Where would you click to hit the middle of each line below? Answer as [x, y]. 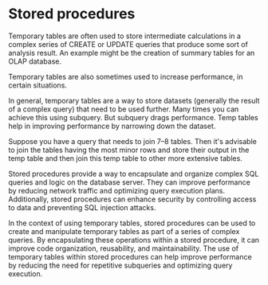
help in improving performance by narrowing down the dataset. [112, 126]
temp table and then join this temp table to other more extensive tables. [126, 158]
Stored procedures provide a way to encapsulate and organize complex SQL [134, 174]
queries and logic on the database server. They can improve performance [130, 182]
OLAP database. [35, 61]
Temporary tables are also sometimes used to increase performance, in [126, 76]
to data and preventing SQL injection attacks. [82, 207]
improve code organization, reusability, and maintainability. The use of [124, 248]
